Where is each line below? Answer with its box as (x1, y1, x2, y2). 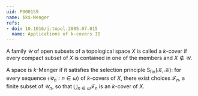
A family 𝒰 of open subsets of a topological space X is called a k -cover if (6, 47, 187, 55)
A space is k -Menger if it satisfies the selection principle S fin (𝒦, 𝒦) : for (6, 67, 182, 75)
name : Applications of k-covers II (11, 31, 101, 37)
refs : (6, 20, 20, 26)
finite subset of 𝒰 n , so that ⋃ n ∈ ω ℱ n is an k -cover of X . (6, 82, 145, 91)
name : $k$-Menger (6, 14, 50, 20)
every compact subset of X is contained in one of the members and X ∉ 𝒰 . (6, 55, 193, 62)
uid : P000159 (6, 8, 39, 15)
